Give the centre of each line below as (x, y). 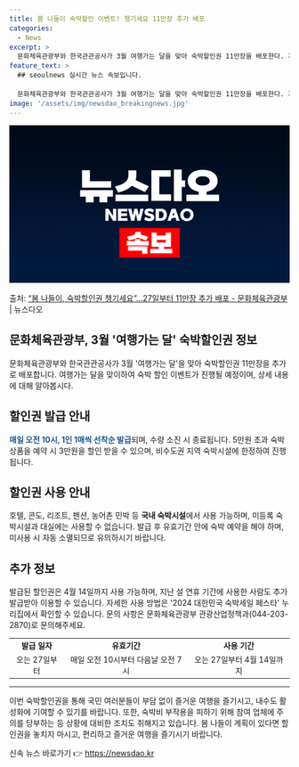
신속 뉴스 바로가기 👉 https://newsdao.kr (82, 753)
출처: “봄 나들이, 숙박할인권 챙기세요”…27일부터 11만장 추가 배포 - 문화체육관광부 (149, 298)
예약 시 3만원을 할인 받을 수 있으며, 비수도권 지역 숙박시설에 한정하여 (151, 451)
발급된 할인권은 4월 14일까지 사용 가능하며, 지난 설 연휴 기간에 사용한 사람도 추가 (149, 592)
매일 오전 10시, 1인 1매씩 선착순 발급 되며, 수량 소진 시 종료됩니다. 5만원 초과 (139, 439)
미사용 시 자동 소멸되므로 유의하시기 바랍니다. (88, 538)
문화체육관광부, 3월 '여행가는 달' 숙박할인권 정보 (133, 340)
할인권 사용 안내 (50, 493)
